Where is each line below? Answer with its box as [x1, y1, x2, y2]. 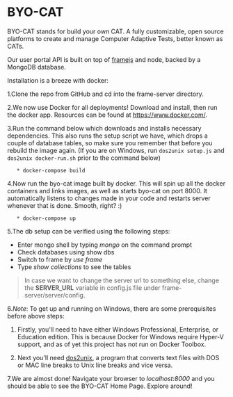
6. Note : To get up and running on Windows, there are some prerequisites [7, 304, 216, 313]
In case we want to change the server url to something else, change [24, 276, 219, 284]
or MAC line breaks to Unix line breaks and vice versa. [17, 361, 173, 369]
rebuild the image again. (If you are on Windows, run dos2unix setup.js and [7, 146, 225, 154]
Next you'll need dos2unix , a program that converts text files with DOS [17, 353, 220, 362]
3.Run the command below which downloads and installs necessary [7, 124, 202, 132]
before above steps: [7, 311, 65, 320]
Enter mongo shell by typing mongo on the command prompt [17, 241, 193, 249]
